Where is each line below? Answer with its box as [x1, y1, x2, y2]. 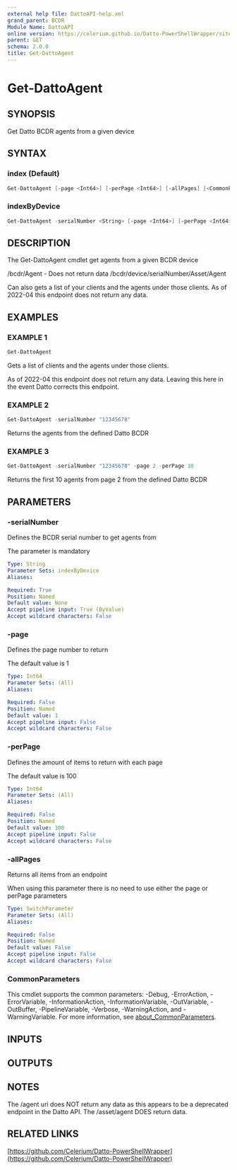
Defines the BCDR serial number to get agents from [7, 533, 157, 542]
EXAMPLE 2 [7, 400, 49, 410]
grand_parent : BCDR [7, 17, 65, 24]
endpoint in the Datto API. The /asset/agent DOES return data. [7, 1107, 188, 1116]
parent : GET [7, 37, 42, 44]
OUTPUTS [7, 1057, 53, 1069]
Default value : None [7, 599, 68, 607]
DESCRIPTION [7, 238, 71, 249]
